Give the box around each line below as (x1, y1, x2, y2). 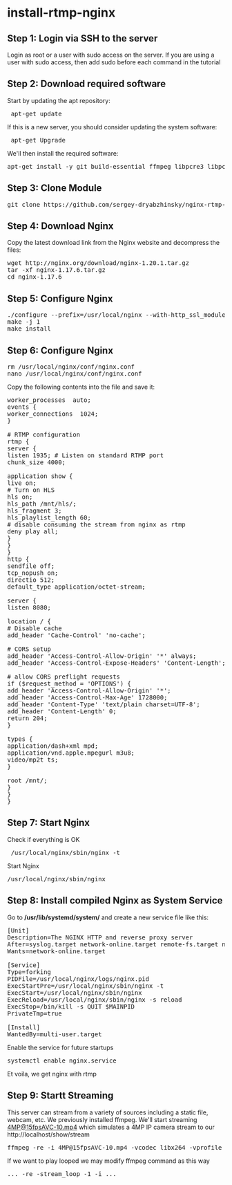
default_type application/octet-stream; (7, 583, 146, 591)
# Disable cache (7, 625, 62, 632)
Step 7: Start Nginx (7, 817, 90, 829)
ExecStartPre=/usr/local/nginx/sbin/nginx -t (7, 982, 164, 990)
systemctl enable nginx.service (7, 1056, 117, 1065)
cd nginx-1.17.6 (7, 273, 62, 281)
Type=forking (7, 968, 52, 976)
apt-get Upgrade (10, 136, 66, 144)
